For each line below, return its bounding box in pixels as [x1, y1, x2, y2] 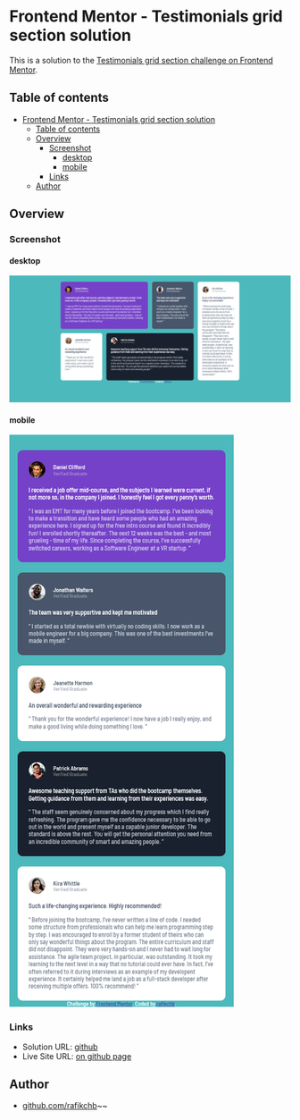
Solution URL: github [21, 1041, 98, 1052]
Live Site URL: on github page [21, 1050, 132, 1061]
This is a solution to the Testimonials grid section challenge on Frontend [9, 55, 274, 65]
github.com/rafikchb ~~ [21, 1100, 108, 1111]
